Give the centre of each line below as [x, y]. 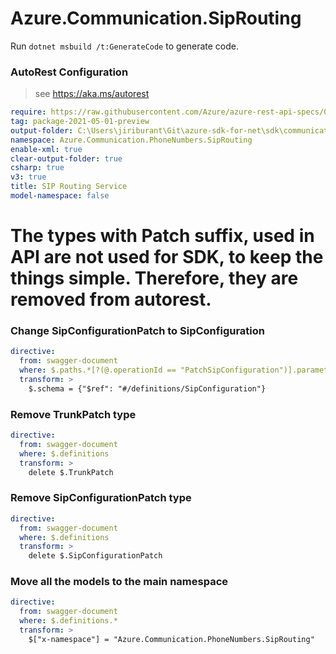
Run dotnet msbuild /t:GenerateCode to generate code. [124, 46]
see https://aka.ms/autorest [92, 94]
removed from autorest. [111, 299]
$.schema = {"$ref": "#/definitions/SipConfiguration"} [147, 388]
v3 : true [28, 177]
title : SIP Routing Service [69, 187]
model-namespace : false [60, 196]
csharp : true [37, 168]
